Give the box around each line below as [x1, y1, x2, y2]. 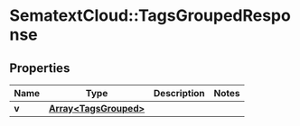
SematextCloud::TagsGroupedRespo [9, 5, 291, 26]
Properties [9, 60, 70, 76]
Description [153, 87, 205, 99]
